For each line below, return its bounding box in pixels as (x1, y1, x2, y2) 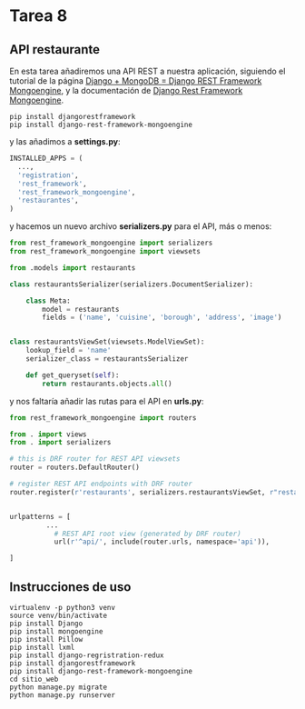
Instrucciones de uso (9, 579, 132, 594)
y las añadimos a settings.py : (9, 136, 121, 146)
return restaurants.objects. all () (42, 379, 172, 388)
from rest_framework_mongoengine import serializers (9, 238, 213, 248)
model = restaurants (42, 305, 120, 314)
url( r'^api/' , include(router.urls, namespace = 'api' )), (54, 537, 271, 546)
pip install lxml (9, 643, 75, 652)
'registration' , (17, 170, 79, 180)
